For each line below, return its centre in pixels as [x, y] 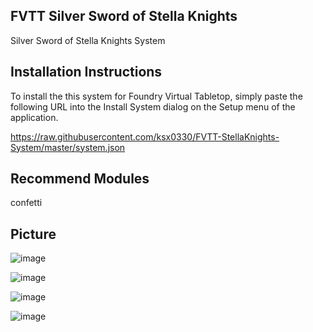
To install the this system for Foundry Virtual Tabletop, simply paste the [156, 96]
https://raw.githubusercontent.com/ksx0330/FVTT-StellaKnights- [145, 136]
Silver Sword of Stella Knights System [88, 40]
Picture [33, 234]
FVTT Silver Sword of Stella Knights [124, 16]
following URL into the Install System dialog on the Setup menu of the [153, 106]
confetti [26, 203]
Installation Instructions [86, 72]
